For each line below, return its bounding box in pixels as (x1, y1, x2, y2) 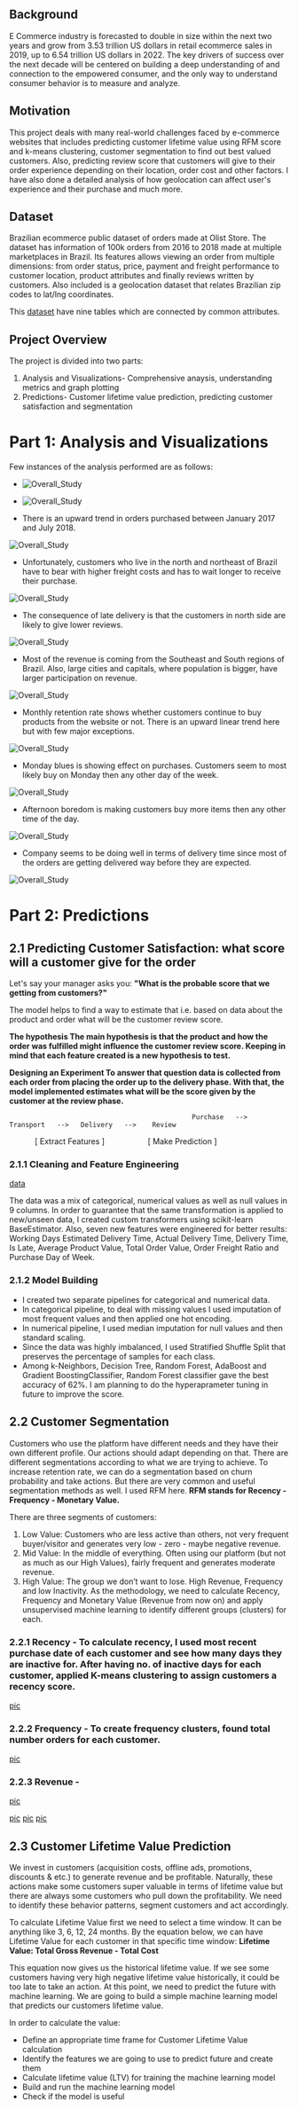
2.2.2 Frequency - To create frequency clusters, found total (9, 1722, 271, 1735)
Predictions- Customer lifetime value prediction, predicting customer (21, 392, 273, 403)
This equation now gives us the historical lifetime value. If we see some (9, 1963, 270, 1973)
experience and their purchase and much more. (9, 184, 184, 194)
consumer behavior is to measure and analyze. (9, 77, 180, 88)
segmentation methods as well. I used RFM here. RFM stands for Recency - (9, 1485, 286, 1495)
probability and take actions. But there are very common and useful (9, 1476, 255, 1486)
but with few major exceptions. (21, 726, 135, 737)
